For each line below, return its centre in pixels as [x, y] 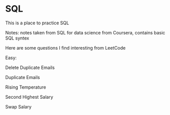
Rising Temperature [26, 87]
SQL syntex [17, 38]
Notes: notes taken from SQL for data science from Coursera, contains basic [85, 32]
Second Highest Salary [29, 97]
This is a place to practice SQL [37, 23]
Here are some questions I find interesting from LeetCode [65, 48]
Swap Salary [19, 106]
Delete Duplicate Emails [30, 67]
